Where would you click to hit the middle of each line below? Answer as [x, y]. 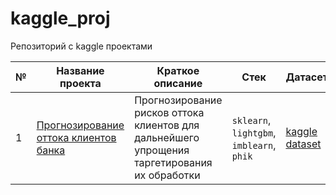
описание [178, 83]
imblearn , [254, 145]
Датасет [306, 77]
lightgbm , [254, 132]
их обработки [167, 175]
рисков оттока [169, 112]
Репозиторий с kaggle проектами [81, 46]
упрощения [162, 150]
